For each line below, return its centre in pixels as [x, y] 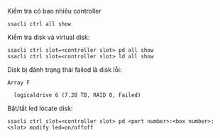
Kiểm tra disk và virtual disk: [49, 37]
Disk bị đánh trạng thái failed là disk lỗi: [65, 70]
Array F [19, 83]
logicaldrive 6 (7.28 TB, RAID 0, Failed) [77, 95]
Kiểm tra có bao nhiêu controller [54, 11]
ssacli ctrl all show [39, 24]
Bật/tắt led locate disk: [40, 108]
